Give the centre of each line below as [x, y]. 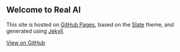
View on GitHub [26, 42]
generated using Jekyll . [35, 31]
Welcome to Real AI [43, 10]
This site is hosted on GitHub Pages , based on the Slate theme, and [90, 24]
